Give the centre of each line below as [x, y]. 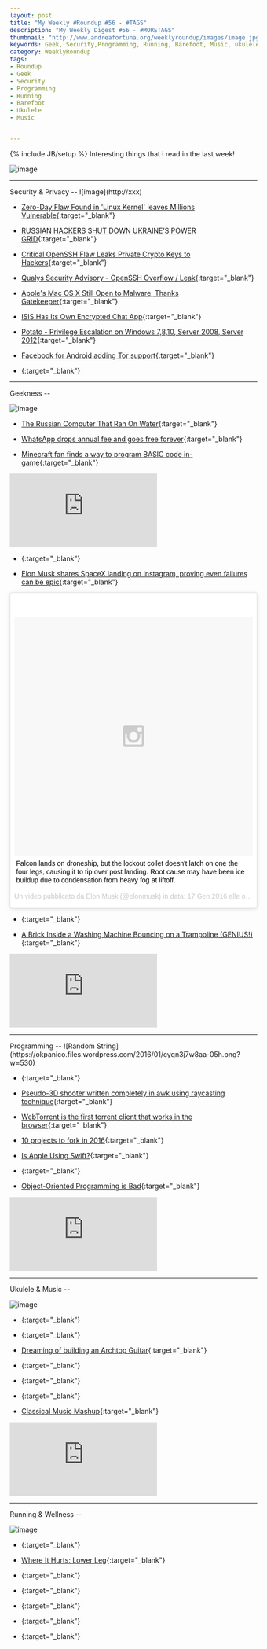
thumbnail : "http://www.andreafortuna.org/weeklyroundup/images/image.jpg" [136, 37]
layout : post [31, 15]
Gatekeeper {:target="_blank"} [69, 301]
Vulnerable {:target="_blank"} [68, 215]
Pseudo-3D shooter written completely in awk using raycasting [123, 1093]
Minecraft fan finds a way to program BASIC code [101, 454]
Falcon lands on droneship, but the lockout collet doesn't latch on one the [127, 863]
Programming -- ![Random [53, 1046]
